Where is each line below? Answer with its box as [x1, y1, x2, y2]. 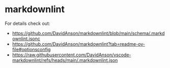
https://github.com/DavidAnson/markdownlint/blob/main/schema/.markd [12, 30, 165, 36]
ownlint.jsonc [12, 36, 40, 42]
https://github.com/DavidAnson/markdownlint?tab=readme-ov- [12, 41, 146, 47]
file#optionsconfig [12, 46, 51, 52]
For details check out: [5, 20, 50, 26]
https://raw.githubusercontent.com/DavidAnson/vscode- [12, 52, 131, 58]
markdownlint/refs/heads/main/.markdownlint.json [12, 57, 118, 63]
